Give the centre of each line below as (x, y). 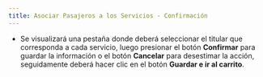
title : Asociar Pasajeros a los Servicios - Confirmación (108, 16)
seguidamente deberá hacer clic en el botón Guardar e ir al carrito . (132, 64)
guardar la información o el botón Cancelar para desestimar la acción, (137, 55)
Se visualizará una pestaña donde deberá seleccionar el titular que (131, 38)
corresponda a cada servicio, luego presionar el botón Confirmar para (138, 47)
